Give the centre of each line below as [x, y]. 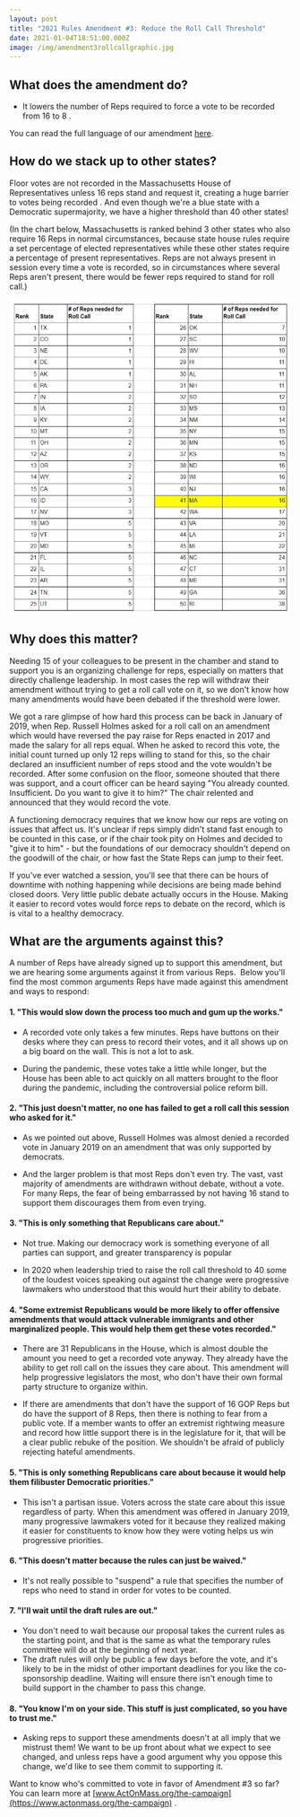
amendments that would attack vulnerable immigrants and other [132, 1319]
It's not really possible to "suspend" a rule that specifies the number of [153, 1580]
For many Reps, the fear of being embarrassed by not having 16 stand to [155, 1192]
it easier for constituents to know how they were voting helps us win [148, 1531]
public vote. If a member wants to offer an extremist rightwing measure [153, 1423]
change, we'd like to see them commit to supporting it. [123, 1767]
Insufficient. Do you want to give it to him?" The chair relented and [131, 792]
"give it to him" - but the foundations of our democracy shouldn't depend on [150, 848]
